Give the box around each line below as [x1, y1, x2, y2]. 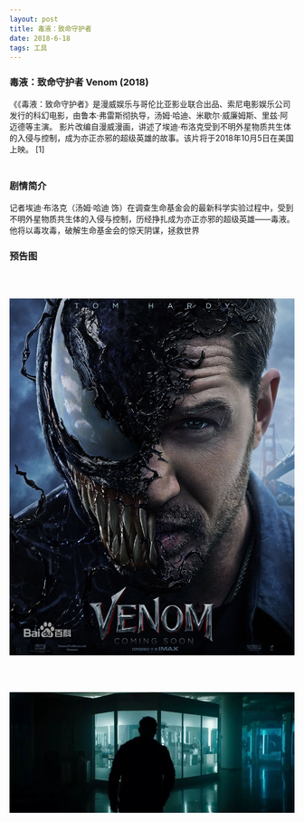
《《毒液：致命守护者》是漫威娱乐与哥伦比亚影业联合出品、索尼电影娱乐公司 [9, 98, 291, 109]
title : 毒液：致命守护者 [9, 24, 92, 34]
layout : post [9, 15, 59, 24]
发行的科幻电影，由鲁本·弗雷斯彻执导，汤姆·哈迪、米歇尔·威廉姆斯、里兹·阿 [9, 110, 289, 121]
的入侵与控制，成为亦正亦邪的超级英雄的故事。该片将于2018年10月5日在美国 [9, 132, 294, 143]
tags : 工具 [9, 44, 48, 53]
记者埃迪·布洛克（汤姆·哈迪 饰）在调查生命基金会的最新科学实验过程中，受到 [9, 202, 294, 213]
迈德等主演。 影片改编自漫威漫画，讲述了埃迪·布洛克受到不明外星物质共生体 [9, 121, 291, 131]
